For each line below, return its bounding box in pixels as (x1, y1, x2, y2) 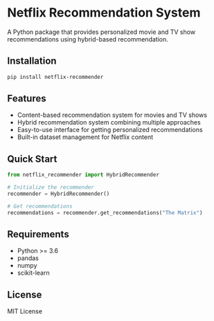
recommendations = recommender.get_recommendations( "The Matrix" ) (7, 209, 203, 216)
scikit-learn (17, 268, 50, 277)
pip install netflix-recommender (7, 73, 104, 80)
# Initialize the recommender (7, 184, 95, 191)
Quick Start (7, 153, 57, 165)
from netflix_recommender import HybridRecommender (7, 172, 159, 178)
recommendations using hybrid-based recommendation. (7, 35, 168, 43)
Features (7, 93, 46, 104)
